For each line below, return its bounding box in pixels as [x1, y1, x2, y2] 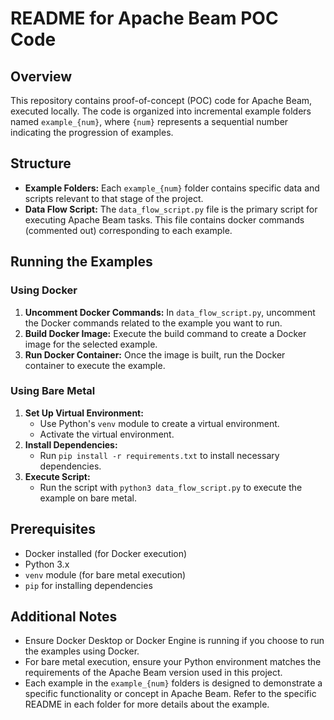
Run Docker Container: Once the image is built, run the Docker [24, 348, 286, 361]
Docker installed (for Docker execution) [24, 547, 188, 559]
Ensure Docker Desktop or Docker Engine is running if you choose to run [24, 635, 325, 647]
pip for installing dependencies [24, 579, 153, 591]
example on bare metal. [39, 492, 137, 504]
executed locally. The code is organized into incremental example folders [10, 105, 312, 117]
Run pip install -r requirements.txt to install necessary [39, 449, 280, 461]
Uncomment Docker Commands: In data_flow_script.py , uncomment [24, 306, 316, 318]
